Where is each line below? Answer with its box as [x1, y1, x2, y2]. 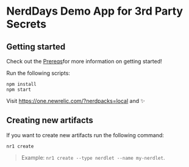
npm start [6, 87, 32, 93]
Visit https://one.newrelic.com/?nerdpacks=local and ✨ [6, 98, 145, 104]
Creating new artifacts [6, 115, 93, 126]
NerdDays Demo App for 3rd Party [6, 4, 184, 18]
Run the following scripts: [6, 69, 70, 77]
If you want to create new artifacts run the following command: [6, 131, 165, 138]
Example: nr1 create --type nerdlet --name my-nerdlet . [21, 154, 165, 161]
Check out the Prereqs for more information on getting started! [6, 58, 163, 65]
